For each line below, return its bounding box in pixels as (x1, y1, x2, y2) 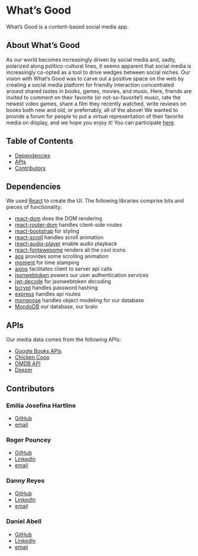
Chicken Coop (14, 353, 50, 361)
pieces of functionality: (6, 204, 62, 211)
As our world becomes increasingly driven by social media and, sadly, (6, 56, 176, 63)
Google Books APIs (14, 348, 62, 355)
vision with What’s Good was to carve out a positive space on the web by (6, 75, 184, 82)
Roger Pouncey (6, 436, 51, 444)
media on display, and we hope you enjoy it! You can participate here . (6, 119, 176, 126)
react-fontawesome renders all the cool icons (14, 246, 126, 253)
